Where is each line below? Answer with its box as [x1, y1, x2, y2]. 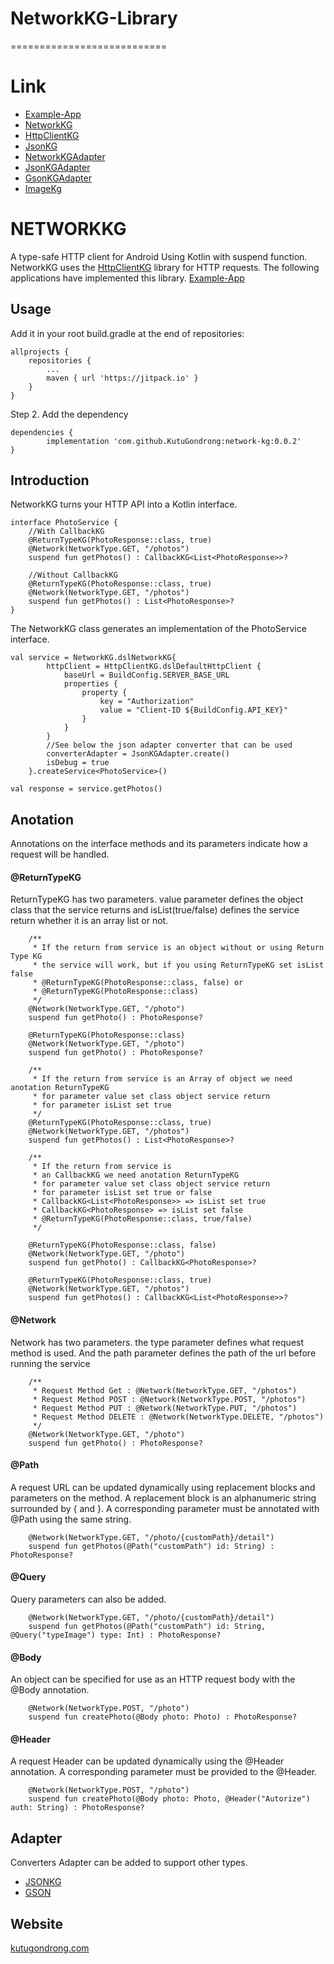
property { [81, 688, 128, 698]
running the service [10, 1357, 91, 1369]
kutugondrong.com [10, 1942, 90, 1954]
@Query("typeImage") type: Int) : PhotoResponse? [10, 1630, 222, 1641]
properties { [63, 679, 118, 689]
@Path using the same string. [10, 1513, 132, 1525]
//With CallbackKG [28, 527, 105, 537]
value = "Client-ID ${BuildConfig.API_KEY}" [99, 705, 288, 716]
